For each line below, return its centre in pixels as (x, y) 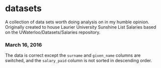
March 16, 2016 (24, 45)
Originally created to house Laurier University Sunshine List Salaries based (80, 27)
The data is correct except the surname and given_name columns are (73, 55)
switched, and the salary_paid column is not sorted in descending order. (79, 61)
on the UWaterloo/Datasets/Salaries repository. (53, 32)
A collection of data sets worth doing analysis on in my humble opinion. (77, 22)
